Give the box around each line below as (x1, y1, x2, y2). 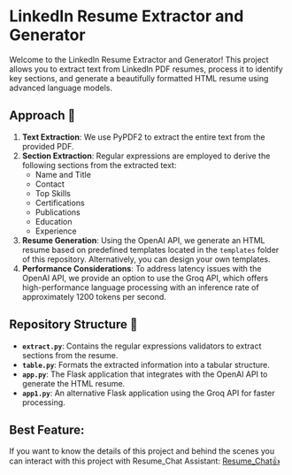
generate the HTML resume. (21, 378, 126, 388)
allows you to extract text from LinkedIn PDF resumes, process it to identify (9, 64, 283, 74)
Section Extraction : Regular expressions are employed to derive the (21, 150, 271, 161)
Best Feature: (9, 422, 85, 437)
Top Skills (35, 188, 71, 198)
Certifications (35, 197, 86, 208)
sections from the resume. (21, 349, 119, 360)
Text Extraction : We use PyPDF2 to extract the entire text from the (21, 131, 265, 142)
